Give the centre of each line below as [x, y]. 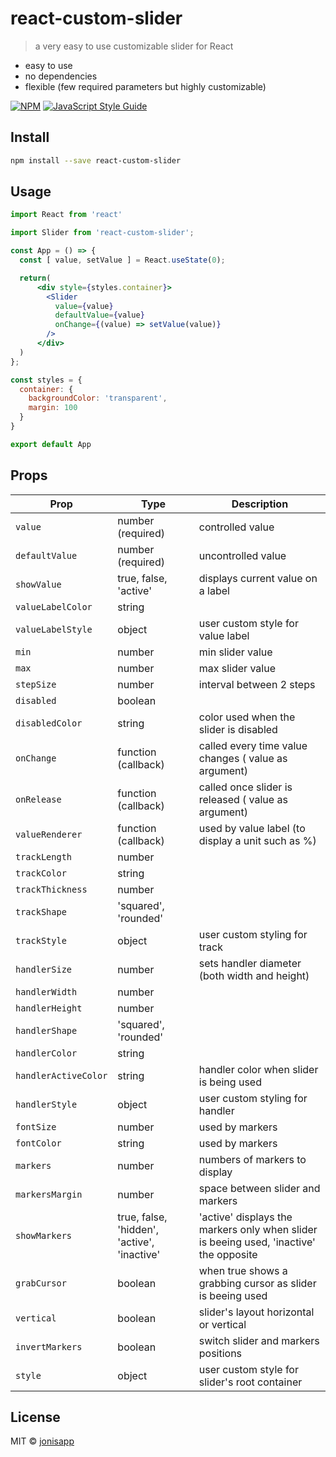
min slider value [235, 652]
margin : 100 [53, 408]
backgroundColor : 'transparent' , [98, 398]
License [35, 1417]
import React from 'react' [66, 215]
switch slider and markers [259, 1340]
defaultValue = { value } [99, 315]
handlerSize [44, 969]
